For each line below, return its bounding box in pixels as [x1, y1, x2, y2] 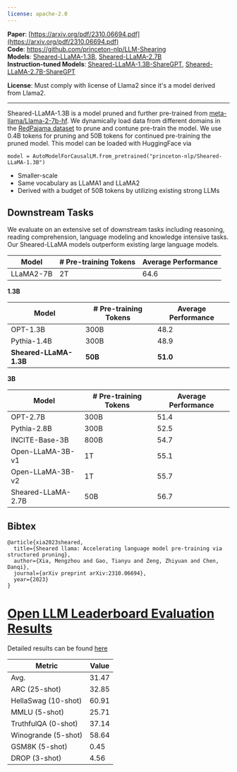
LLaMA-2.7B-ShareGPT [7, 67, 76, 76]
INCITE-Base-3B [11, 435, 69, 445]
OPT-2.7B [11, 412, 46, 422]
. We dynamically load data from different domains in [66, 116, 221, 124]
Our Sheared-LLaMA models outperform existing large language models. [7, 240, 219, 249]
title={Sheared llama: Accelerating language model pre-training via [13, 545, 222, 552]
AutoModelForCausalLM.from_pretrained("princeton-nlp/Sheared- [32, 153, 222, 160]
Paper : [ [7, 30, 31, 38]
